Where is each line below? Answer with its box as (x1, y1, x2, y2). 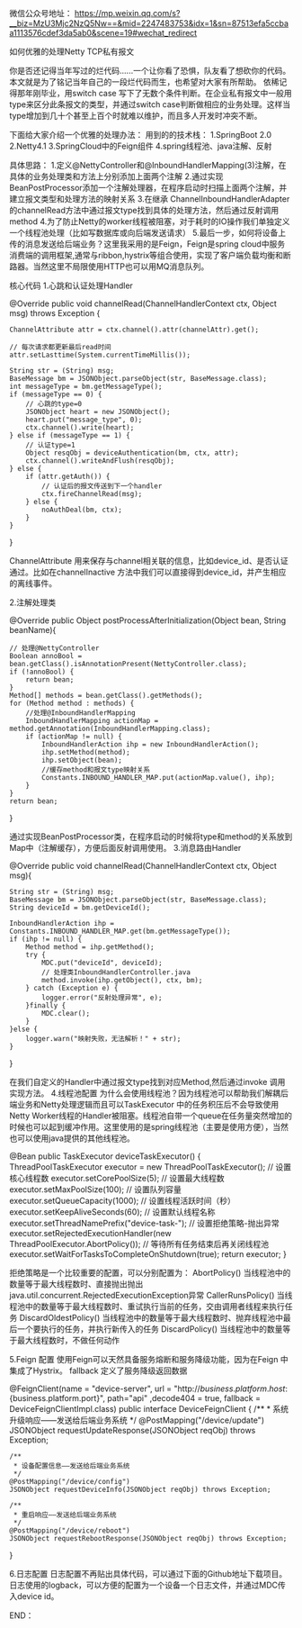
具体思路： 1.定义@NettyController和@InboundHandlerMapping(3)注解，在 (9, 160, 287, 170)
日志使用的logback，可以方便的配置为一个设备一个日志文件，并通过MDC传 (9, 1579, 286, 1590)
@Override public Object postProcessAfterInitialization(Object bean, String (9, 615, 287, 626)
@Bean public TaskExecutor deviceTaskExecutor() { (9, 1151, 201, 1162)
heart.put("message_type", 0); (25, 415, 143, 424)
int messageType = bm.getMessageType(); (9, 382, 164, 391)
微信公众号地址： (9, 8, 73, 18)
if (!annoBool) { (9, 667, 75, 676)
